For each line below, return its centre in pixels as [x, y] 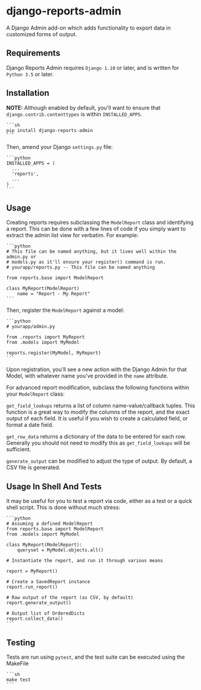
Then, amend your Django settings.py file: [59, 147]
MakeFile [18, 663]
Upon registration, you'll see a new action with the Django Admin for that [97, 370]
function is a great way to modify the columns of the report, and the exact [98, 412]
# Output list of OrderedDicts [46, 613]
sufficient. [19, 449]
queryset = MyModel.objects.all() [60, 550]
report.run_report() [32, 587]
